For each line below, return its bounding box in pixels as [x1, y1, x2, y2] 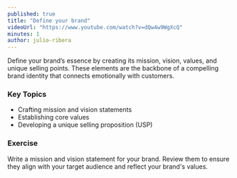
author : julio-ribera [7, 37, 72, 44]
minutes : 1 [7, 30, 40, 38]
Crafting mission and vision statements [17, 105, 132, 114]
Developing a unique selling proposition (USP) [17, 120, 153, 129]
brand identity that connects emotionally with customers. [7, 72, 174, 80]
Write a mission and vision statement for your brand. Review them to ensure [7, 155, 230, 163]
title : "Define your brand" [7, 17, 91, 24]
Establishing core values [17, 113, 90, 122]
